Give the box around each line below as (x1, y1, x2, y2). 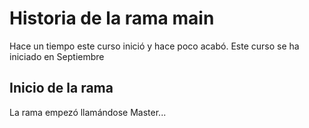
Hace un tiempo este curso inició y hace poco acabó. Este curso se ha (9, 40, 300, 52)
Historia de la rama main (9, 7, 215, 30)
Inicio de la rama (9, 80, 114, 97)
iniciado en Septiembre (9, 50, 105, 62)
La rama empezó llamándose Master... (9, 106, 167, 118)
